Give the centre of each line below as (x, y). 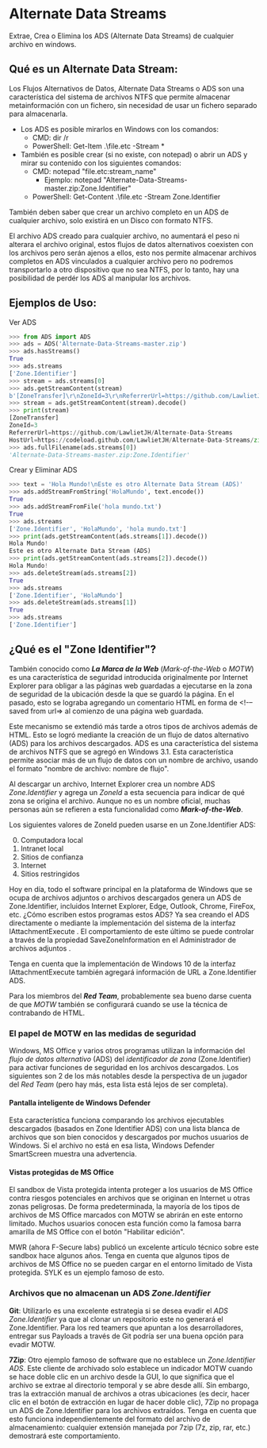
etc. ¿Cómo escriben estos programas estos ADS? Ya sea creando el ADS (130, 914)
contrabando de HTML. (47, 1013)
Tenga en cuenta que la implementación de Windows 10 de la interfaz (122, 963)
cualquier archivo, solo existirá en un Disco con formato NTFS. (111, 220)
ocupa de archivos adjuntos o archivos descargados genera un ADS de (125, 898)
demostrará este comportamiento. (65, 1435)
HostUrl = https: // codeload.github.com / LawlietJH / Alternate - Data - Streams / (132, 440)
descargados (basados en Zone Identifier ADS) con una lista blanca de (124, 1129)
